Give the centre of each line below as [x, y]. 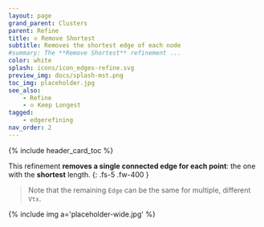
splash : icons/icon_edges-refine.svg [71, 68]
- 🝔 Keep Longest [52, 105]
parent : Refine [34, 30]
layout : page [30, 16]
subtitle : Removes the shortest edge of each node [95, 46]
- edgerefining [48, 120]
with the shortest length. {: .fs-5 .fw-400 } [79, 174]
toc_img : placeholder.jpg [51, 83]
